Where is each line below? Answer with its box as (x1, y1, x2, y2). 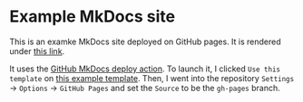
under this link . (9, 45, 65, 56)
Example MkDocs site (9, 6, 175, 27)
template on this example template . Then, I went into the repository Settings (9, 72, 295, 83)
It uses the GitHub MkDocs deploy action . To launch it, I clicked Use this (9, 63, 281, 74)
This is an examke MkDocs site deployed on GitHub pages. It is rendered (9, 36, 281, 47)
